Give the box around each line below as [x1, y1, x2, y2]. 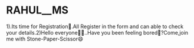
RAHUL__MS [6, 4, 69, 17]
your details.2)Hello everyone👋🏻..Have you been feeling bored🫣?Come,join [6, 29, 189, 36]
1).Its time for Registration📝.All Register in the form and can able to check [6, 23, 184, 30]
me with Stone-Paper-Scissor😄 [6, 35, 84, 42]
